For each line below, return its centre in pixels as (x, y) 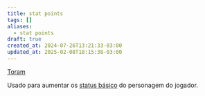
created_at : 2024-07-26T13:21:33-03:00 (65, 46)
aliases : (20, 26)
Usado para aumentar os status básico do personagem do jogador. (103, 85)
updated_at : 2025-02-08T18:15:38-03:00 (65, 52)
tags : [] (20, 20)
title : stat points (35, 13)
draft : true (24, 39)
